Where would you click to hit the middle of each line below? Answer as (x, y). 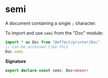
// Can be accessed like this (37, 47)
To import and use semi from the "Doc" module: (55, 33)
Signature (16, 61)
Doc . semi (14, 51)
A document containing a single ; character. (51, 23)
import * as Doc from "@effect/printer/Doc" (52, 42)
